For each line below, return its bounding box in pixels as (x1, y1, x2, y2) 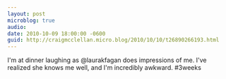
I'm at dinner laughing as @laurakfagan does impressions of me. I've (7, 56, 207, 64)
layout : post (7, 10, 46, 18)
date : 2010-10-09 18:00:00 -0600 (7, 30, 106, 37)
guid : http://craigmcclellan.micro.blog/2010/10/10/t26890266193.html (7, 37, 220, 44)
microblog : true (7, 17, 55, 24)
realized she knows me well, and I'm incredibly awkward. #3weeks (7, 63, 201, 72)
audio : (7, 23, 27, 30)
